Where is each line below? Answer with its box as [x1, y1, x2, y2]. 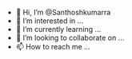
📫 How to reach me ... [15, 42, 90, 51]
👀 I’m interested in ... [15, 16, 84, 26]
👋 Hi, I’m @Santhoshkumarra [15, 8, 111, 17]
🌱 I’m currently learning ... [15, 25, 102, 33]
